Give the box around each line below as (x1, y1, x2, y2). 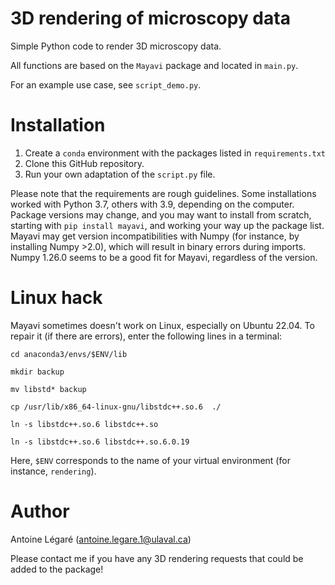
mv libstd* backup (10, 384, 87, 394)
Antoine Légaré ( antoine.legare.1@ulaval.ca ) (10, 533, 192, 545)
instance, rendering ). (10, 465, 97, 477)
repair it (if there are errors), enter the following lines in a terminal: (10, 330, 283, 342)
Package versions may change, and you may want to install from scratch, (10, 208, 312, 221)
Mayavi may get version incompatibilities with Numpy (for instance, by (10, 230, 300, 242)
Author (10, 500, 70, 522)
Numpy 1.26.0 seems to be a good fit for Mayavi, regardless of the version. (10, 251, 318, 263)
